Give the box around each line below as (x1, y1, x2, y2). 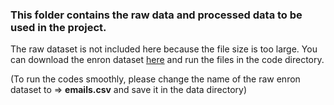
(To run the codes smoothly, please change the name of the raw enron (10, 73, 301, 85)
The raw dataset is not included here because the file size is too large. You (10, 43, 318, 55)
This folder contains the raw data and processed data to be (10, 8, 303, 22)
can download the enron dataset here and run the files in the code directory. (10, 54, 325, 66)
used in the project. (10, 20, 107, 34)
